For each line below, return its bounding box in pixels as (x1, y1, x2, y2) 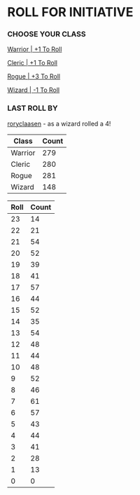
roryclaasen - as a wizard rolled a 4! (7, 119, 111, 128)
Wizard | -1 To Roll (7, 86, 60, 95)
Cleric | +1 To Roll (7, 59, 58, 67)
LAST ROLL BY (7, 103, 58, 113)
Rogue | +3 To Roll (7, 72, 61, 81)
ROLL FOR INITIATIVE (7, 4, 134, 20)
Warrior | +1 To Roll (7, 45, 62, 53)
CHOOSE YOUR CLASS (7, 29, 86, 39)
